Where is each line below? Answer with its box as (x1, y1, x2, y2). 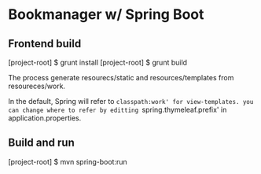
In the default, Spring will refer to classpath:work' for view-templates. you (8, 97, 254, 106)
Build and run (8, 136, 75, 150)
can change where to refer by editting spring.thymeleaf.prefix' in (8, 105, 227, 114)
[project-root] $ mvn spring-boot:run (8, 157, 127, 166)
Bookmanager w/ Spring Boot (8, 6, 204, 24)
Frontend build (8, 37, 82, 50)
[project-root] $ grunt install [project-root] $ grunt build (8, 57, 187, 67)
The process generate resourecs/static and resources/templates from (8, 73, 234, 82)
